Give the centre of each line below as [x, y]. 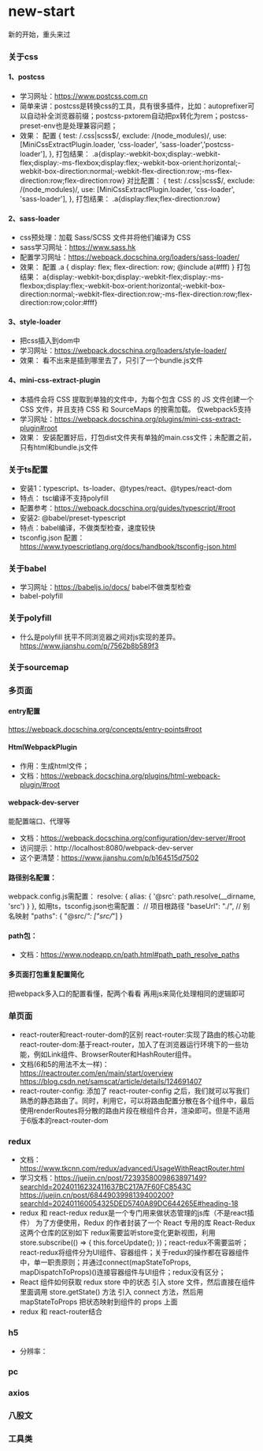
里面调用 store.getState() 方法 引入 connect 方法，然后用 [111, 1292]
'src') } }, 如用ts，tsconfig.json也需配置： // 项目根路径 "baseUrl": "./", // [125, 906]
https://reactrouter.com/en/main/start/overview [96, 1072]
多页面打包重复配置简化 [46, 974]
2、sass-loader [34, 218]
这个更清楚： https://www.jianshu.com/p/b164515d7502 [109, 858]
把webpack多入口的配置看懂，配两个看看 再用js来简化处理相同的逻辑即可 [127, 993]
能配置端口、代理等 [39, 821]
